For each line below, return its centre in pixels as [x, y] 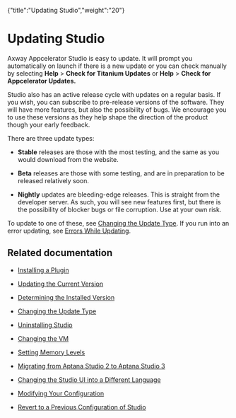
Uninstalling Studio [45, 325]
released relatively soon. [53, 180]
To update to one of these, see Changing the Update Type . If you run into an [118, 223]
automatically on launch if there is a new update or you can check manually [117, 66]
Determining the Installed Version [66, 297]
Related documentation [60, 253]
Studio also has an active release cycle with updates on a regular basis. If [114, 94]
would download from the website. [68, 159]
